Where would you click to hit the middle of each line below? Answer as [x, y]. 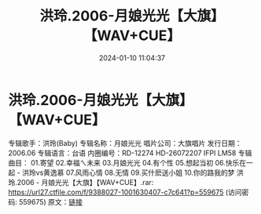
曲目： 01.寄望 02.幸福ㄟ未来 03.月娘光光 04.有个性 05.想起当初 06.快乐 [124, 162]
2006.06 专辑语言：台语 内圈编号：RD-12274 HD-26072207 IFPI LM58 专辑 [130, 153]
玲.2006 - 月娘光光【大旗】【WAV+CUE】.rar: [81, 182]
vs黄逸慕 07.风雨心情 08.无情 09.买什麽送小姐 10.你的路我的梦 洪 [140, 172]
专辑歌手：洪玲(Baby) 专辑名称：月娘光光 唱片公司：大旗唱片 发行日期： [125, 143]
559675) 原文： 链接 [51, 201]
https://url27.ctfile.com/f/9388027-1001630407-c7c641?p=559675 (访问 [125, 192]
